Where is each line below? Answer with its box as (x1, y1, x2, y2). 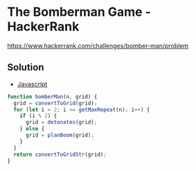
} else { (19, 125, 45, 132)
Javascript (17, 80, 48, 88)
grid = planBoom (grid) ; (25, 132, 95, 139)
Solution (7, 61, 44, 73)
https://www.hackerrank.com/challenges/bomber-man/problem (7, 41, 189, 50)
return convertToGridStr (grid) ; (13, 151, 107, 158)
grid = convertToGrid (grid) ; (13, 99, 98, 107)
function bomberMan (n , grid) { (7, 93, 98, 100)
